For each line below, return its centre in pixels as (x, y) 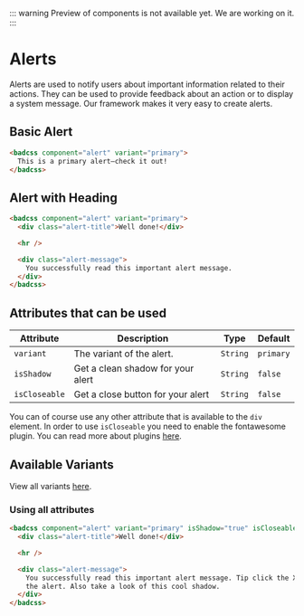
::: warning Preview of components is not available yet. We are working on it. (152, 13)
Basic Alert (41, 132)
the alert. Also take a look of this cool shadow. (123, 586)
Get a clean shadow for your (134, 368)
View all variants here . (51, 486)
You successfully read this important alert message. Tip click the (157, 578)
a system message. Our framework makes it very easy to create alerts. (141, 103)
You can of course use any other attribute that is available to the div (136, 417)
